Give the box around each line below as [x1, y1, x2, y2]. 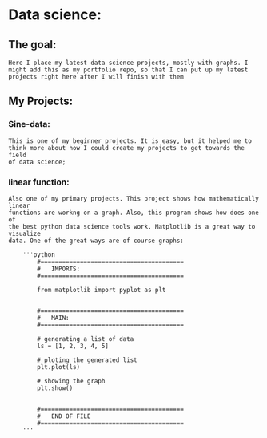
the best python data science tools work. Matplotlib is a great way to [8, 222, 256, 230]
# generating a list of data [37, 335, 134, 343]
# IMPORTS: [37, 265, 81, 273]
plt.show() [37, 383, 74, 392]
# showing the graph [37, 377, 106, 385]
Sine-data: [8, 119, 50, 130]
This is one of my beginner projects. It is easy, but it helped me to [8, 136, 252, 145]
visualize [8, 229, 42, 237]
